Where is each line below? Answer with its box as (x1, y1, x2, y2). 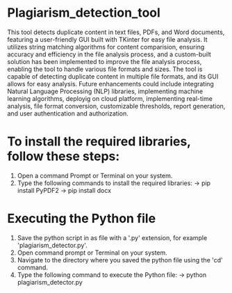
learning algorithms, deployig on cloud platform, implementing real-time (7, 94, 213, 102)
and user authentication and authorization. (7, 109, 129, 118)
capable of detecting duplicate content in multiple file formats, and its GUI (7, 72, 219, 81)
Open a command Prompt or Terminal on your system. (17, 171, 173, 180)
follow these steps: (7, 148, 120, 164)
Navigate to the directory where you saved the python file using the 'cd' (17, 255, 224, 264)
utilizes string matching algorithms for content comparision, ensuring (7, 42, 205, 51)
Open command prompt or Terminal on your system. (17, 248, 168, 257)
